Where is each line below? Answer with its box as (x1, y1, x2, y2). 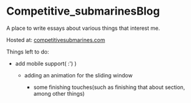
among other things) (33, 90, 85, 97)
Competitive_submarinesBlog (6, 4, 160, 18)
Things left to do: (6, 48, 49, 55)
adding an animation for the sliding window (24, 71, 133, 79)
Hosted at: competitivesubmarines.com (6, 36, 106, 43)
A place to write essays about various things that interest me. (6, 24, 160, 32)
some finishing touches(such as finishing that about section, (33, 83, 185, 91)
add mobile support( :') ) (15, 60, 77, 67)
